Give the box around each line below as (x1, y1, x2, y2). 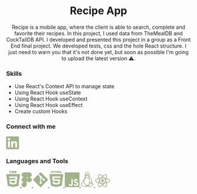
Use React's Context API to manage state (14, 83, 114, 90)
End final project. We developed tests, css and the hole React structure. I (11, 42, 186, 49)
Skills (6, 69, 22, 78)
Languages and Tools (6, 157, 69, 165)
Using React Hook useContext (14, 95, 88, 102)
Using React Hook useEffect (14, 102, 83, 109)
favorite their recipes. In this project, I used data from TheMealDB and (14, 29, 183, 36)
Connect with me (6, 122, 56, 131)
